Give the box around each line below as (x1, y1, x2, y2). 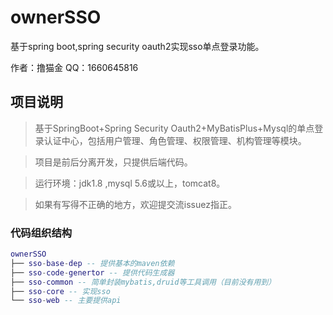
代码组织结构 (10, 226, 73, 240)
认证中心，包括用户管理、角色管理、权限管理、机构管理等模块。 (43, 134, 307, 146)
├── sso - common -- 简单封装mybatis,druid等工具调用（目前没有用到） (10, 277, 277, 287)
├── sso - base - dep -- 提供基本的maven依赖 (10, 258, 175, 268)
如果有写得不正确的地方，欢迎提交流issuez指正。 (34, 198, 237, 210)
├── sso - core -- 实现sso (10, 286, 111, 296)
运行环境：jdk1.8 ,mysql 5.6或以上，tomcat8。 (34, 177, 226, 189)
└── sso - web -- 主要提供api (10, 296, 122, 306)
